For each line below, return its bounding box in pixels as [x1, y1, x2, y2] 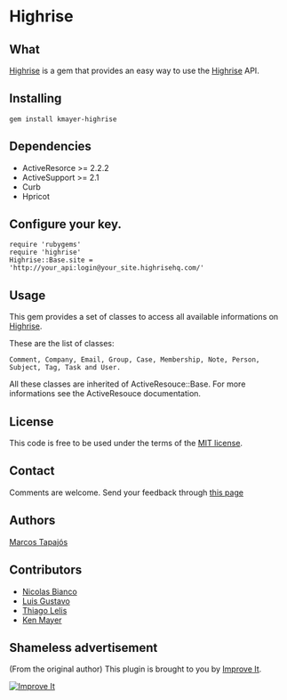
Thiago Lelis [21, 605, 68, 615]
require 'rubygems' [9, 240, 82, 249]
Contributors [9, 563, 83, 578]
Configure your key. [9, 216, 123, 232]
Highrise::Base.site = [9, 256, 93, 265]
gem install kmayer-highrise [9, 114, 117, 124]
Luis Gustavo [21, 595, 71, 606]
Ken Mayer [21, 615, 62, 625]
